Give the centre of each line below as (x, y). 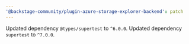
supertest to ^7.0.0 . (30, 34)
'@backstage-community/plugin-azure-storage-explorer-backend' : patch (94, 11)
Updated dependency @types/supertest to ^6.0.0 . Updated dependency (94, 28)
